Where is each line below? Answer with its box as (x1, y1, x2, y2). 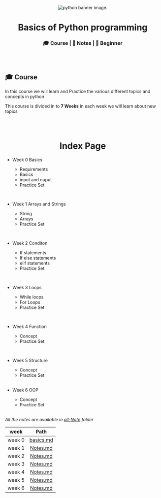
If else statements (19, 255, 56, 261)
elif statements (19, 260, 50, 266)
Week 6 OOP (12, 387, 38, 393)
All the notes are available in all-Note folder (5, 417, 94, 423)
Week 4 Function (12, 324, 47, 330)
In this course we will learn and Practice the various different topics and (5, 89, 151, 95)
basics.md (29, 436, 53, 443)
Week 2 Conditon (12, 240, 48, 246)
